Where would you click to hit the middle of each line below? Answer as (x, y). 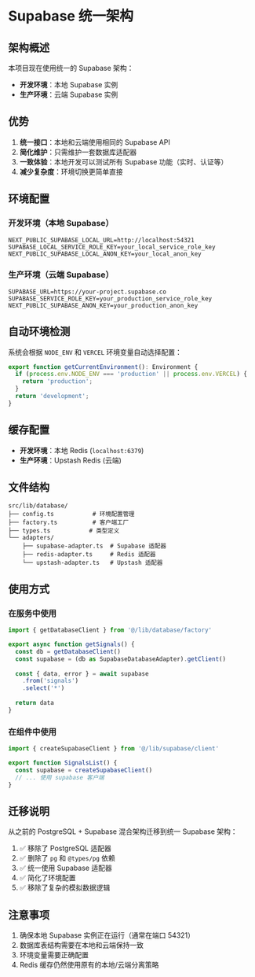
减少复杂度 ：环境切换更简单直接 (71, 171)
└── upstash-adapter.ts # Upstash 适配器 (93, 563)
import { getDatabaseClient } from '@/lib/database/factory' (110, 630)
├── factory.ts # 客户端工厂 (69, 523)
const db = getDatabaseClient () (68, 651)
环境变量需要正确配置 (54, 955)
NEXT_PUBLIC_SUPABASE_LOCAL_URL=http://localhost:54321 (101, 240)
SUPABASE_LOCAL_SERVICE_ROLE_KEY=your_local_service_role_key (112, 247)
